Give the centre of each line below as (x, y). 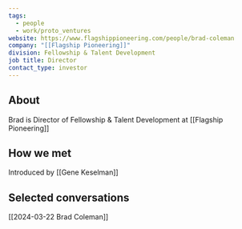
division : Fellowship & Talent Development (82, 53)
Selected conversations (69, 197)
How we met (40, 153)
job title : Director (43, 61)
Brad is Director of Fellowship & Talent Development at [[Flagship (116, 119)
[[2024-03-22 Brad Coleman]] (58, 217)
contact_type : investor (48, 68)
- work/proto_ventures (53, 30)
